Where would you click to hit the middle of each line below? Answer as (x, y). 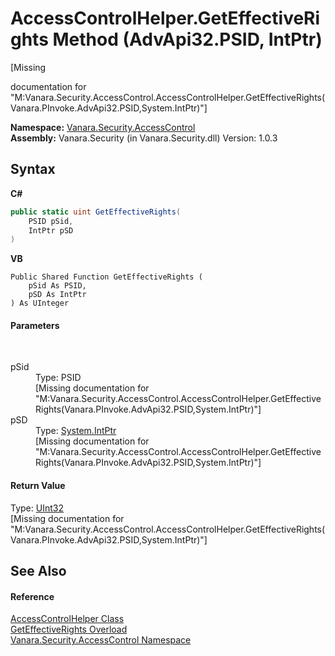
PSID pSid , (51, 221)
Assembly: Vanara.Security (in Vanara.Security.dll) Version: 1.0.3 (144, 138)
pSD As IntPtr (57, 295)
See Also (38, 571)
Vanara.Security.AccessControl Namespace (101, 640)
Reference (32, 596)
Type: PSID (58, 378)
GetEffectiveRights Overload (69, 629)
